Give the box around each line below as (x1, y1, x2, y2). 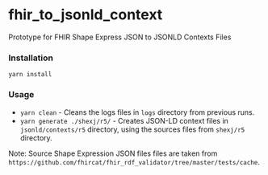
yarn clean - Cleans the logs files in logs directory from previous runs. (19, 107, 255, 117)
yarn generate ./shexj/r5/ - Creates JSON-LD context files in (19, 116, 228, 125)
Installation (8, 52, 54, 63)
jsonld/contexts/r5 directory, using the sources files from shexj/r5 (19, 124, 245, 134)
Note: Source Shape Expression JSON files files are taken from (8, 149, 218, 158)
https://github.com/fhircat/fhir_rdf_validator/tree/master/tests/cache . (8, 157, 261, 166)
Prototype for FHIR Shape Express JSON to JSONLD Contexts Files (8, 32, 232, 42)
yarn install (8, 71, 52, 79)
